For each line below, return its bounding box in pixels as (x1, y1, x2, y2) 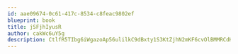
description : (7, 36, 46, 43)
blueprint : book (7, 17, 55, 24)
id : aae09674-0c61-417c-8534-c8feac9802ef (7, 10, 135, 18)
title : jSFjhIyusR (7, 23, 62, 30)
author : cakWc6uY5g (7, 29, 65, 37)
